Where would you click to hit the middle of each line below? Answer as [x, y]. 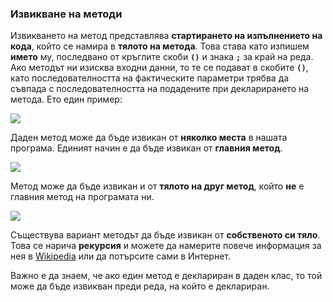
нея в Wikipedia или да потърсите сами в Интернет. [120, 256]
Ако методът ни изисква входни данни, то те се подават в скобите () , [159, 68]
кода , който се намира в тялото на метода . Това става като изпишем [160, 46]
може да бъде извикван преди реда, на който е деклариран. [140, 286]
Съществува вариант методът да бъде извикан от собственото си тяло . [165, 235]
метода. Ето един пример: [66, 99]
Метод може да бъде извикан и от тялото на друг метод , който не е [157, 186]
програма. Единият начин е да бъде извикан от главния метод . [146, 148]
